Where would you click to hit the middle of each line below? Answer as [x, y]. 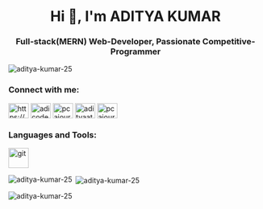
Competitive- [229, 42]
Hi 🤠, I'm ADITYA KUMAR [136, 16]
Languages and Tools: [52, 134]
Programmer [136, 51]
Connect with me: [44, 90]
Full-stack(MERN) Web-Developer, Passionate [108, 42]
